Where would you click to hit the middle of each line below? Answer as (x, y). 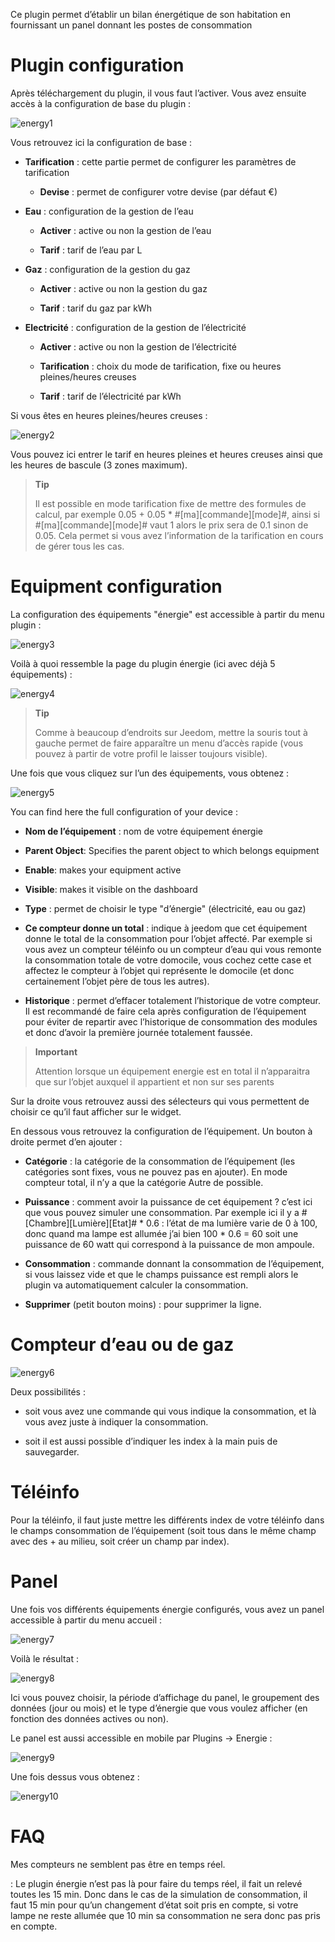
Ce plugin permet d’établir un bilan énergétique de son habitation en (150, 14)
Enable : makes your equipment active (103, 870)
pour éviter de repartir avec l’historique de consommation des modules (171, 1021)
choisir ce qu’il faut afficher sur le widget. (96, 1111)
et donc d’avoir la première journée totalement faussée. (138, 1032)
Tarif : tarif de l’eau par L (91, 250)
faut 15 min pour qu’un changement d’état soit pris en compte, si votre (154, 1905)
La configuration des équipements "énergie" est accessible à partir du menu (167, 614)
